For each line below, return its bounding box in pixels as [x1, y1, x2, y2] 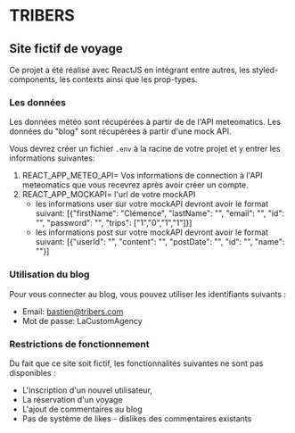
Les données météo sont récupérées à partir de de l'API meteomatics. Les [9, 117, 281, 128]
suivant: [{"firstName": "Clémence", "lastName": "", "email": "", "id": [35, 208, 285, 219]
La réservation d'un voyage [21, 394, 123, 404]
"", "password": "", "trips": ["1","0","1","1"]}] [35, 218, 193, 229]
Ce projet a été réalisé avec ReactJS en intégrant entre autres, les [9, 64, 250, 75]
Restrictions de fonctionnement [9, 337, 150, 350]
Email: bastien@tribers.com [21, 305, 124, 317]
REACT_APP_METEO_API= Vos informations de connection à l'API [21, 171, 263, 181]
